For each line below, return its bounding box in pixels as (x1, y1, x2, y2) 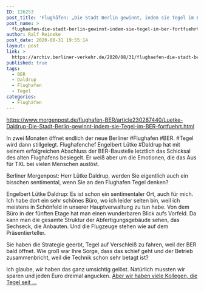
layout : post (6, 43, 39, 49)
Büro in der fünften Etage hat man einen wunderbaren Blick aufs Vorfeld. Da (6, 209, 197, 217)
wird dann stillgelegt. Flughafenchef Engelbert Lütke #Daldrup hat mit (6, 141, 180, 148)
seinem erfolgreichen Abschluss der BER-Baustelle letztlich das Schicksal (6, 147, 191, 155)
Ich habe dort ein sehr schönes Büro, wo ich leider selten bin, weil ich (6, 196, 180, 204)
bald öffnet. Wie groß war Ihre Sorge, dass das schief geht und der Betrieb (6, 247, 193, 254)
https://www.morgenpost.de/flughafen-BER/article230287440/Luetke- (6, 116, 183, 123)
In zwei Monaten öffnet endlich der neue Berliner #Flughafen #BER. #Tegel (6, 134, 194, 142)
